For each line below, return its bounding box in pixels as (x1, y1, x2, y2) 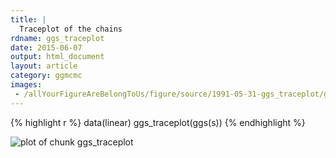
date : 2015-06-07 (10, 42, 83, 53)
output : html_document (10, 52, 105, 62)
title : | (10, 14, 47, 25)
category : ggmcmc (10, 71, 83, 81)
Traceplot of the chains (19, 24, 123, 34)
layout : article (10, 61, 78, 71)
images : (10, 80, 43, 90)
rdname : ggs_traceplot (10, 33, 105, 43)
